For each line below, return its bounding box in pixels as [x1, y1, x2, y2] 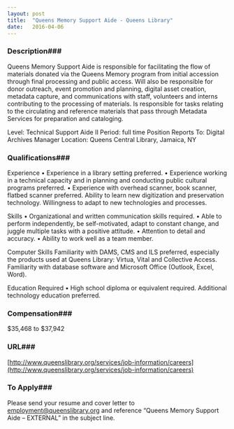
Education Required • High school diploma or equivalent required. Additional [7, 283, 227, 292]
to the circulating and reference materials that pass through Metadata [7, 106, 207, 115]
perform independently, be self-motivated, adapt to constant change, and [7, 219, 219, 227]
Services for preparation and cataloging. [7, 114, 124, 122]
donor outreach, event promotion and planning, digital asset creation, [7, 85, 207, 93]
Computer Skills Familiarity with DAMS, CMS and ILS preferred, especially [7, 248, 220, 256]
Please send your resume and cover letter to [7, 398, 135, 407]
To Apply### [7, 383, 52, 393]
